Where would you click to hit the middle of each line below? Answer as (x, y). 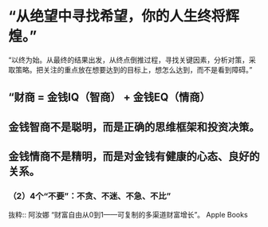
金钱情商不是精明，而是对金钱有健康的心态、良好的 (134, 157)
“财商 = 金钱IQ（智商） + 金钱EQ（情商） (110, 98)
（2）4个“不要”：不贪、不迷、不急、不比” (90, 196)
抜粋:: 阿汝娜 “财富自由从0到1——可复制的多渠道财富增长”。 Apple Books (128, 215)
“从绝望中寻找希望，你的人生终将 (117, 16)
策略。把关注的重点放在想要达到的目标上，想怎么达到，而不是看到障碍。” (134, 69)
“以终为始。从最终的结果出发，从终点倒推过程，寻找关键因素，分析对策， (129, 60)
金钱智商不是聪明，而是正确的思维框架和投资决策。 (134, 127)
